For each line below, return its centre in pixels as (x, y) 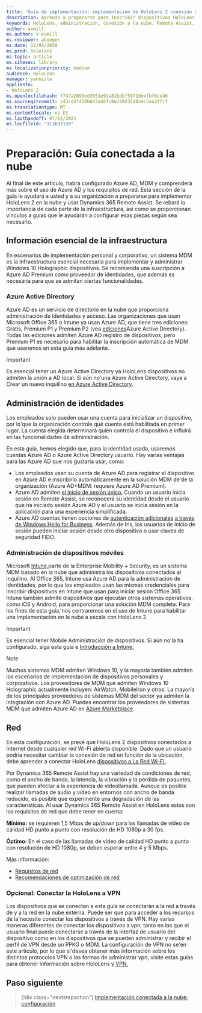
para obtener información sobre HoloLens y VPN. (67, 964)
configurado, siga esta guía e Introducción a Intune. (70, 647)
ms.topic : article (29, 57)
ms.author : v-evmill (32, 34)
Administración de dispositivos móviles (65, 552)
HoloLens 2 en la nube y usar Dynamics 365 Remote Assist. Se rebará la (96, 203)
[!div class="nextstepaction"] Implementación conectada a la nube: (104, 997)
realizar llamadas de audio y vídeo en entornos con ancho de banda (90, 792)
